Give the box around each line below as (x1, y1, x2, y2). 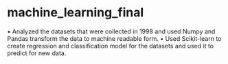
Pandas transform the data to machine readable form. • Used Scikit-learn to (7, 34, 222, 42)
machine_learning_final (7, 5, 144, 20)
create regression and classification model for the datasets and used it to (7, 42, 214, 50)
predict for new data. (7, 49, 67, 57)
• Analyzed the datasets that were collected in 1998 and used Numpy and (7, 27, 216, 35)
